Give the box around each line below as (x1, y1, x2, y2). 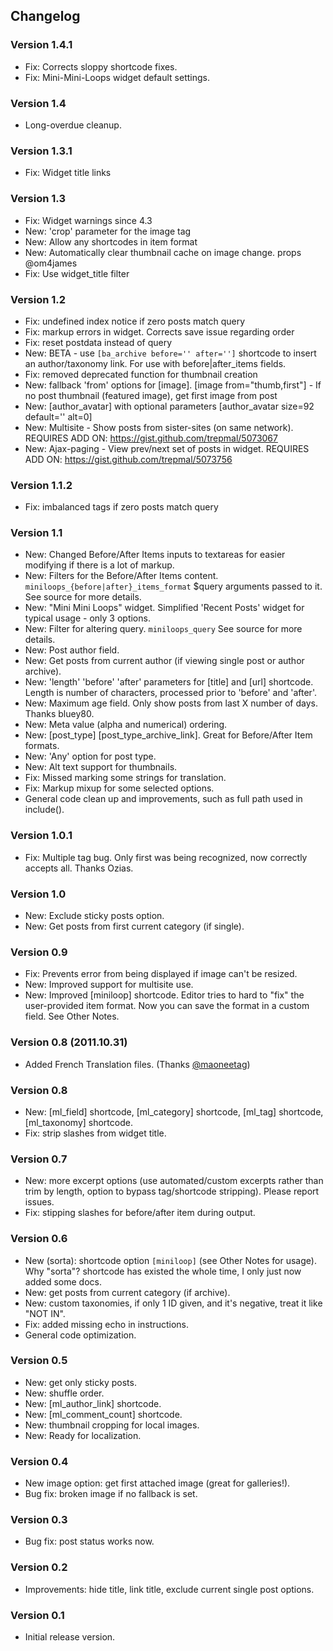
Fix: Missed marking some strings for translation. (24, 772, 227, 784)
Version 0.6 (10, 1232, 68, 1246)
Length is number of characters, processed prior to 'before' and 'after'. (24, 687, 317, 699)
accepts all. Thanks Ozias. (24, 862, 134, 874)
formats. (24, 740, 60, 752)
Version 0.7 (10, 1152, 68, 1166)
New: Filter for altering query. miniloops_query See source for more (24, 623, 303, 635)
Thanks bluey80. (24, 708, 95, 720)
